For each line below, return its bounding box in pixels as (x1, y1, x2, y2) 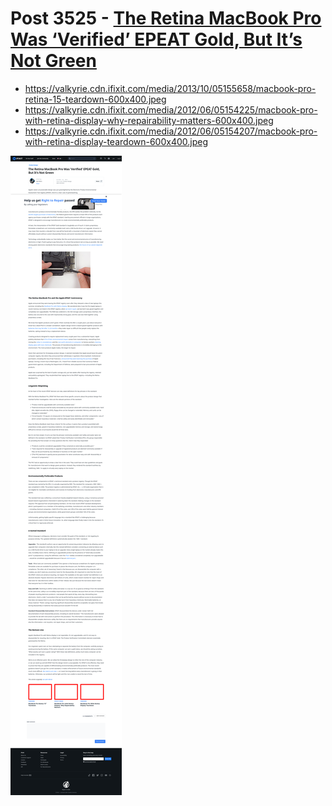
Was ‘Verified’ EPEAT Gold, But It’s (10, 28, 303, 51)
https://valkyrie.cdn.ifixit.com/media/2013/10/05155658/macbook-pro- (24, 82, 317, 94)
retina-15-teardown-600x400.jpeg (24, 93, 167, 105)
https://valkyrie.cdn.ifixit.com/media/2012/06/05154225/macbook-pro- (24, 103, 318, 116)
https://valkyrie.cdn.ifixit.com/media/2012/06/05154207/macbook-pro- (24, 125, 318, 137)
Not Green (10, 50, 97, 72)
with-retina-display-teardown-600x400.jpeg (24, 135, 209, 147)
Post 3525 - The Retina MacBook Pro (10, 7, 322, 30)
